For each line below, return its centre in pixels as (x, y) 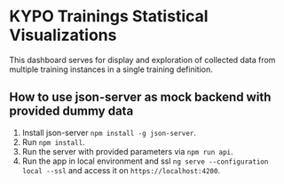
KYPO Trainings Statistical (109, 16)
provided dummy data (71, 112)
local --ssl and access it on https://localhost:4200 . (121, 170)
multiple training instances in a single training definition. (111, 69)
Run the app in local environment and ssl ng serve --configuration (145, 161)
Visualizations (63, 35)
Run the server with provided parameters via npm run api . (127, 151)
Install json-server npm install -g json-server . (109, 132)
